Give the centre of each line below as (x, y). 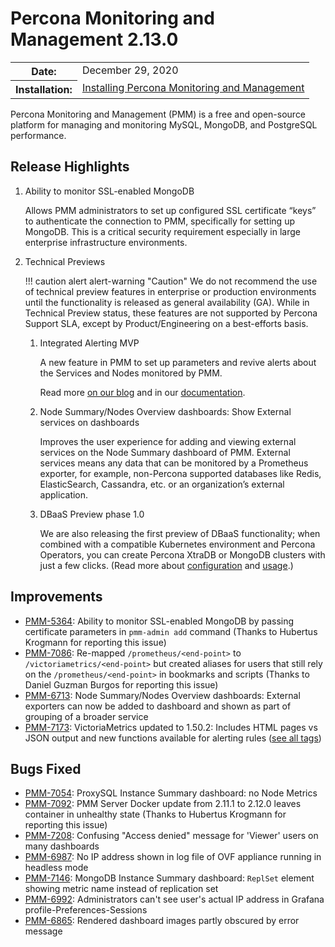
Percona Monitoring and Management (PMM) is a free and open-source (158, 114)
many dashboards (62, 846)
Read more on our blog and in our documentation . (142, 392)
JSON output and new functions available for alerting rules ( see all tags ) (173, 738)
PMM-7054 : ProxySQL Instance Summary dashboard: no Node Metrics (171, 793)
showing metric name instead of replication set (121, 889)
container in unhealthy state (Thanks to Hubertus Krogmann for (155, 814)
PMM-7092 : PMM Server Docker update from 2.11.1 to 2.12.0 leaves (163, 804)
